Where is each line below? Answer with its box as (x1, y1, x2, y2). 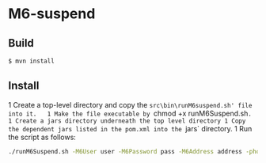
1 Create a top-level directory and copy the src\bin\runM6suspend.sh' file (8, 100, 253, 109)
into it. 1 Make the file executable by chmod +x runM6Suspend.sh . (8, 108, 252, 118)
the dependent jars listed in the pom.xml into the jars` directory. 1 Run (8, 123, 253, 133)
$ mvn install (8, 57, 55, 65)
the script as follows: (8, 132, 77, 142)
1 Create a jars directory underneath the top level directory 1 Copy (8, 116, 246, 125)
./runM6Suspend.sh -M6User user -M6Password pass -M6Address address (8, 147, 243, 155)
